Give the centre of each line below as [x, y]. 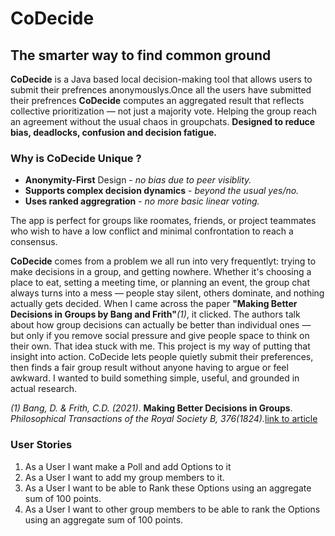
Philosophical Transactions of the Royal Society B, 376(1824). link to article [164, 419]
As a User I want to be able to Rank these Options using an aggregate [168, 488]
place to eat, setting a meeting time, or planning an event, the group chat [160, 283]
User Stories [41, 445]
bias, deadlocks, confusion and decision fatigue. [113, 132]
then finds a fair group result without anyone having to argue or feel [149, 368]
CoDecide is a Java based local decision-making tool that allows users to [161, 79]
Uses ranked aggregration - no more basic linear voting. [142, 201]
